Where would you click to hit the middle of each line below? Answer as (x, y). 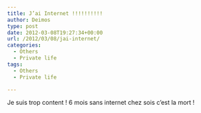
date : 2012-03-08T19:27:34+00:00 (55, 33)
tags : (15, 64)
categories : (24, 45)
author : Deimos (29, 20)
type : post (23, 26)
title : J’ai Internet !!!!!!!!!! (55, 13)
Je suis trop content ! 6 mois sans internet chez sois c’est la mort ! (101, 103)
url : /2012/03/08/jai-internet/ (53, 39)
